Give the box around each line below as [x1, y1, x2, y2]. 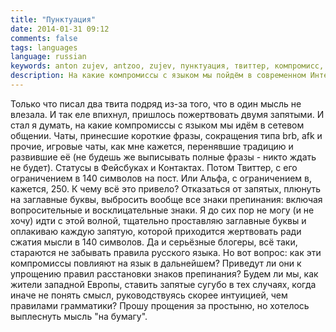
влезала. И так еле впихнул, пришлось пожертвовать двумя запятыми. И [10, 108, 325, 120]
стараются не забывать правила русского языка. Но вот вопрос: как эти [10, 246, 322, 258]
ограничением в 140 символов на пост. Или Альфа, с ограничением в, [10, 172, 312, 184]
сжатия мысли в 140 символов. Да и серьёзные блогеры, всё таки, [10, 236, 298, 248]
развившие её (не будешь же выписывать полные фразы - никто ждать [10, 151, 317, 163]
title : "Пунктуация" [10, 14, 97, 25]
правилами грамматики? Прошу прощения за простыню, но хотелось [10, 299, 310, 311]
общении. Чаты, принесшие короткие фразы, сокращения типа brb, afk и [10, 129, 323, 141]
